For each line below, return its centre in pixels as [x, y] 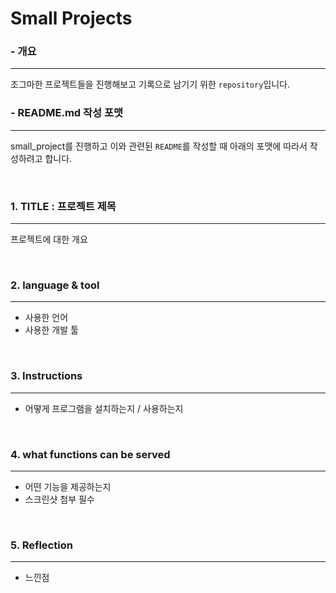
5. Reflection [41, 545]
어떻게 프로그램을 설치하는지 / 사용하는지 [104, 408]
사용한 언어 [46, 318]
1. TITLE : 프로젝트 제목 [63, 206]
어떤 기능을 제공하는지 [68, 486]
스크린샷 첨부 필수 [59, 499]
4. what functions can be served [90, 454]
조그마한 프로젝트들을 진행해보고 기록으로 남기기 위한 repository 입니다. [150, 84]
